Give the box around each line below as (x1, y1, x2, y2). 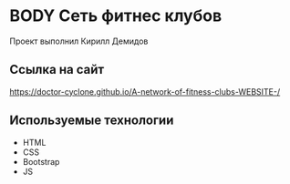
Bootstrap (22, 156, 60, 167)
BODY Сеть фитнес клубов (9, 5, 223, 26)
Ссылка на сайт (9, 62, 105, 77)
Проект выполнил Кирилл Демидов (9, 36, 149, 46)
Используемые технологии (9, 113, 174, 128)
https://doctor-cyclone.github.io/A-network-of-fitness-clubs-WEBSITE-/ (9, 86, 281, 97)
